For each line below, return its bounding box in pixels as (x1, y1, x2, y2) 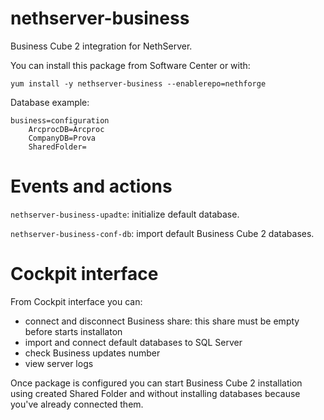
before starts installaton (24, 325, 123, 337)
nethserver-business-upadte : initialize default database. (10, 208, 240, 220)
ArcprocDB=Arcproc (28, 124, 105, 134)
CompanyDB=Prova (28, 133, 97, 143)
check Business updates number (24, 347, 161, 359)
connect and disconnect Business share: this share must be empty (24, 315, 300, 327)
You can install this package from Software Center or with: (10, 59, 251, 71)
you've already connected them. (10, 398, 144, 410)
